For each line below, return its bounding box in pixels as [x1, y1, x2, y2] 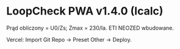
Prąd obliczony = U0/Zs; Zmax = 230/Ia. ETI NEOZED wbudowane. [6, 24, 175, 31]
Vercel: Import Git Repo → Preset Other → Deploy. [6, 36, 132, 43]
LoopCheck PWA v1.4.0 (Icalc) [6, 4, 164, 18]
